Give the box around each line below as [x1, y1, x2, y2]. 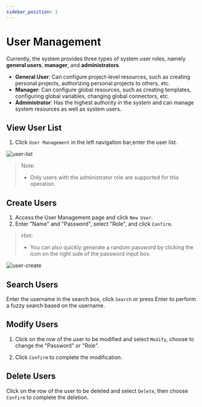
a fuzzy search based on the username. [6, 302, 106, 309]
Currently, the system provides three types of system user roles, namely [6, 55, 186, 62]
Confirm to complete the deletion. [6, 394, 89, 401]
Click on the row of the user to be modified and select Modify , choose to [14, 335, 194, 342]
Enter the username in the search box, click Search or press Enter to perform [6, 296, 196, 302]
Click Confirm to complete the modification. [14, 353, 122, 360]
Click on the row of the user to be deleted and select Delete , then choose [6, 387, 189, 394]
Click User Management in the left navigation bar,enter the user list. [14, 138, 178, 146]
